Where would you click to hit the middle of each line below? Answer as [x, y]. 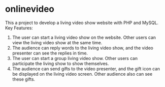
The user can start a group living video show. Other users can [75, 58]
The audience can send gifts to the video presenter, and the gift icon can [86, 69]
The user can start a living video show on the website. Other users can [84, 37]
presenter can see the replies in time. [50, 53]
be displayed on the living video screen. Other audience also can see [82, 74]
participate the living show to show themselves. [61, 63]
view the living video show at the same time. [57, 42]
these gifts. [24, 79]
